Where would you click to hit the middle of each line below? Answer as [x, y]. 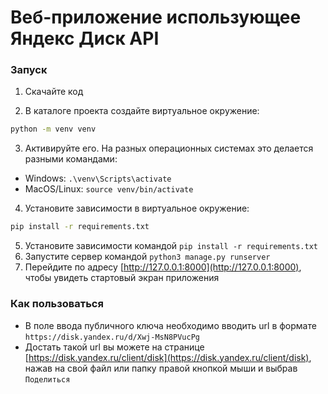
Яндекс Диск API [85, 38]
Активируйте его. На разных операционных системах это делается [169, 148]
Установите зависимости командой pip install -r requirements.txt [171, 246]
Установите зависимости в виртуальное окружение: [137, 208]
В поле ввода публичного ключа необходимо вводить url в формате [170, 325]
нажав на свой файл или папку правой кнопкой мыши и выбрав [161, 368]
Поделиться [47, 379]
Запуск [29, 70]
